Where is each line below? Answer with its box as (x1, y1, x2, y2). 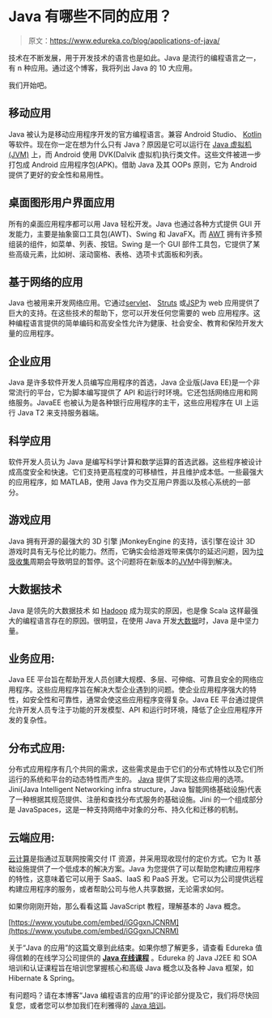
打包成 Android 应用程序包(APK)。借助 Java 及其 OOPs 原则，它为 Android (8, 160, 257, 169)
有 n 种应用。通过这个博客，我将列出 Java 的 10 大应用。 (8, 62, 197, 73)
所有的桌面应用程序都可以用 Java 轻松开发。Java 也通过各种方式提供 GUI (8, 219, 253, 228)
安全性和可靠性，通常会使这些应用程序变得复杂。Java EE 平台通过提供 (29, 695, 265, 705)
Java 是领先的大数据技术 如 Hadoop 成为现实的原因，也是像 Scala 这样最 (8, 605, 252, 615)
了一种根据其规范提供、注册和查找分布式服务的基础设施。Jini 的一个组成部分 (8, 794, 263, 804)
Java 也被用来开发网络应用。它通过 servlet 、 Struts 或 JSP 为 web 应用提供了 (8, 298, 261, 308)
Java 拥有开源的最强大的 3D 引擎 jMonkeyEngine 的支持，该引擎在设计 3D (8, 536, 256, 546)
